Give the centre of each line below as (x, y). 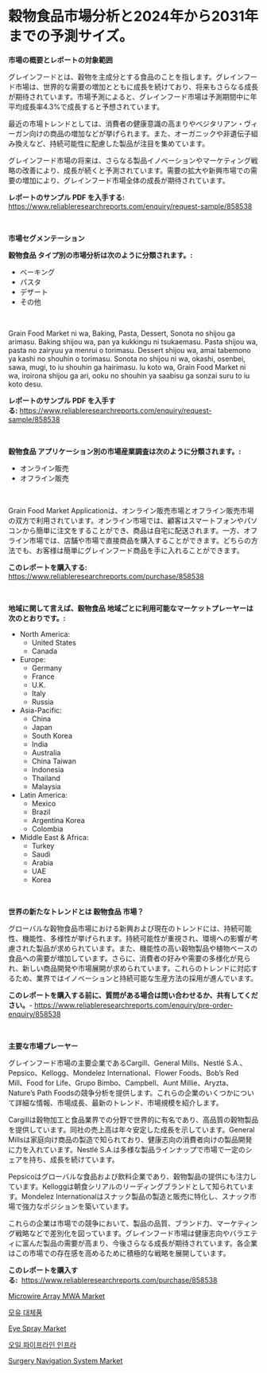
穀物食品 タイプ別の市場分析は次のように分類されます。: (101, 255)
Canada (44, 651)
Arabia (43, 862)
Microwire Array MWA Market (57, 1296)
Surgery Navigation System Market (66, 1360)
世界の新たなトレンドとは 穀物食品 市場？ (76, 911)
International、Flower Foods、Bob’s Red (173, 1073)
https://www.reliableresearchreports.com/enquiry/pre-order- (134, 1005)
